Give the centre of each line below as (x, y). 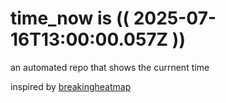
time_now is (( (70, 18)
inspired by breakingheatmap (71, 86)
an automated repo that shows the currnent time (110, 67)
